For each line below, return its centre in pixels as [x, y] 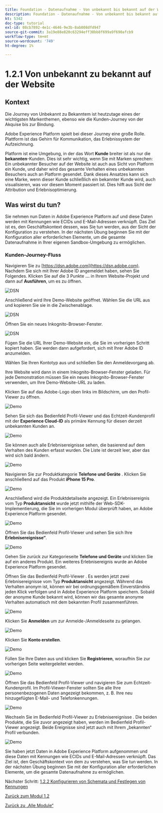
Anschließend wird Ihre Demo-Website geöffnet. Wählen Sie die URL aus [78, 300]
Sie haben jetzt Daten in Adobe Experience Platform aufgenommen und [76, 751]
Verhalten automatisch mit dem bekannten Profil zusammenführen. [72, 602]
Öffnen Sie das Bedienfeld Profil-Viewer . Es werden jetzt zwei [67, 576]
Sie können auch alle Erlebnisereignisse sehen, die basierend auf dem [75, 445]
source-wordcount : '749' [30, 41]
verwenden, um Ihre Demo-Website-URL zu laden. [55, 382]
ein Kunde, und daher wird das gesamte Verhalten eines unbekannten [75, 169]
